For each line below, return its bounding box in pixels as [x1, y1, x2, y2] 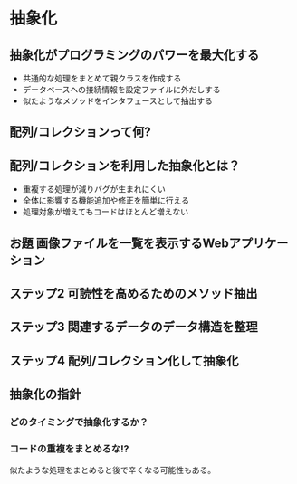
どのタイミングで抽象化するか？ [9, 416, 149, 429]
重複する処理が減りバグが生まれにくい [22, 184, 166, 195]
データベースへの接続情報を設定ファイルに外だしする [22, 84, 221, 95]
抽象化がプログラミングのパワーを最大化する [9, 47, 260, 62]
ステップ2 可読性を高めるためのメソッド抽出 [9, 286, 258, 301]
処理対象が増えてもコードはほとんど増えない [22, 206, 188, 217]
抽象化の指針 [9, 386, 81, 403]
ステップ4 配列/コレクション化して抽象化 [9, 353, 239, 368]
